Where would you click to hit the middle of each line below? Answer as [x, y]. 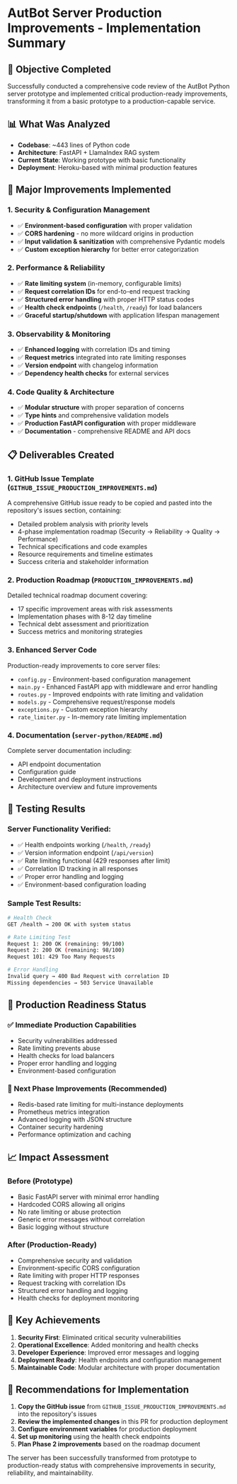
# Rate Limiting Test [39, 937]
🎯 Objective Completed [59, 69]
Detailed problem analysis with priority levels [83, 524]
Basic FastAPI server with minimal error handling [88, 1197]
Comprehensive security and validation [75, 1260]
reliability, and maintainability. [51, 1473]
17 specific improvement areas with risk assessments [95, 609]
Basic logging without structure [63, 1226]
